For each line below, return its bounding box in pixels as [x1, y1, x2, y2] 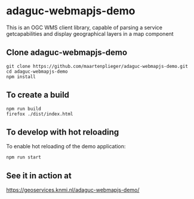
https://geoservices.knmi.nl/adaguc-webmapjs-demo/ [6, 186, 140, 194]
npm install [6, 73, 36, 80]
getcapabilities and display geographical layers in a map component [6, 30, 174, 37]
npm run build [6, 105, 42, 111]
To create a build [6, 90, 70, 100]
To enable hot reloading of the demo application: [6, 143, 126, 150]
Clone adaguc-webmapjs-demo [6, 48, 127, 58]
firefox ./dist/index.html [6, 111, 73, 117]
